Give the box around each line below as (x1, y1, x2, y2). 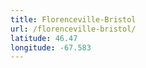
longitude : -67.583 (10, 42, 92, 53)
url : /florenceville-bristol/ (10, 24, 137, 34)
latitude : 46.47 (10, 33, 78, 43)
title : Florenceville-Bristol (10, 14, 137, 25)
